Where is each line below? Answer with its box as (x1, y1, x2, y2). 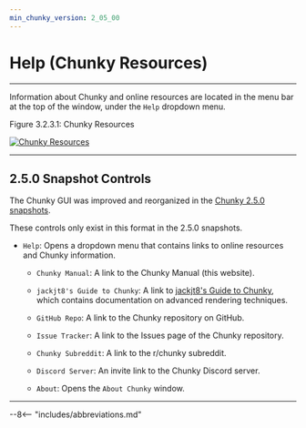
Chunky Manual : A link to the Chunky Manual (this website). (36, 268, 255, 279)
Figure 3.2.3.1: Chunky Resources (9, 118, 135, 129)
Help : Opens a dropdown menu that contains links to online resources (22, 240, 284, 251)
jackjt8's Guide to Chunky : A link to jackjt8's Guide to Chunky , (36, 285, 275, 296)
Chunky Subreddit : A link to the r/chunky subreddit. (36, 348, 227, 359)
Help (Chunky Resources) (9, 52, 209, 73)
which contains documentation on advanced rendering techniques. (36, 295, 289, 306)
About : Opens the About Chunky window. (36, 383, 185, 394)
